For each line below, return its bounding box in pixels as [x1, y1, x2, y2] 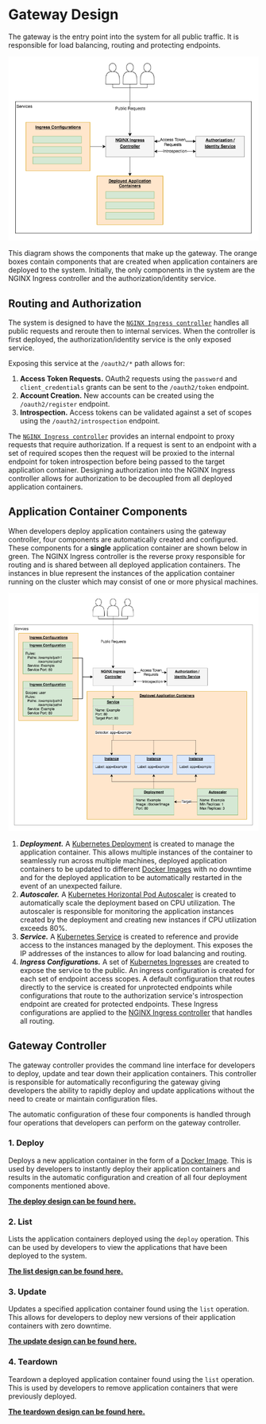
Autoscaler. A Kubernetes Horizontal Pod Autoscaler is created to [19, 890, 237, 899]
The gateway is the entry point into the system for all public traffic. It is [8, 32, 240, 41]
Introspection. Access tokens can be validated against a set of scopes [19, 407, 253, 417]
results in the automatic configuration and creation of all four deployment [8, 1172, 248, 1182]
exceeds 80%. [19, 923, 67, 932]
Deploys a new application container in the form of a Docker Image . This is [8, 1156, 253, 1165]
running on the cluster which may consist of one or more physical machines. [8, 577, 259, 586]
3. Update [8, 1287, 47, 1298]
